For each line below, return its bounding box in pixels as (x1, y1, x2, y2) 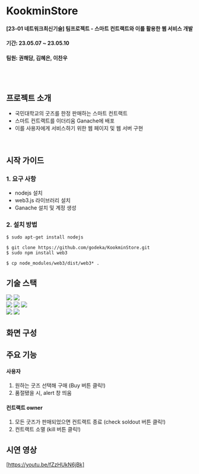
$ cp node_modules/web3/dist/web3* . (6, 260, 100, 266)
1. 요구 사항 (6, 174, 36, 183)
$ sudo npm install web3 (6, 250, 68, 256)
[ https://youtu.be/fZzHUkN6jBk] (6, 461, 85, 468)
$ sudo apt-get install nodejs (6, 234, 84, 240)
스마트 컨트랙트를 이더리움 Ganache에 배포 (14, 117, 115, 124)
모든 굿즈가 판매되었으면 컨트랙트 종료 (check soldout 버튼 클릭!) (14, 418, 166, 426)
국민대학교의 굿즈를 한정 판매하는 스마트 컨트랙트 (14, 110, 128, 117)
